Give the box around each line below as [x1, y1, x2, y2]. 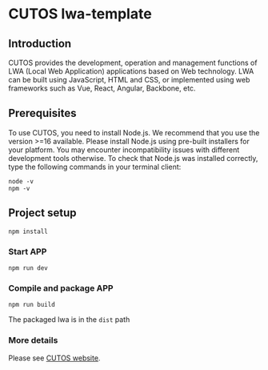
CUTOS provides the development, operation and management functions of [8, 58, 258, 67]
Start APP [8, 246, 47, 257]
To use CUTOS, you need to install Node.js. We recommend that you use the [8, 127, 260, 137]
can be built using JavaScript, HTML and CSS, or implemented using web [8, 75, 250, 84]
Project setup [8, 206, 78, 220]
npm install [8, 227, 48, 235]
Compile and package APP [8, 282, 114, 293]
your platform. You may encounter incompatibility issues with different [8, 145, 240, 155]
